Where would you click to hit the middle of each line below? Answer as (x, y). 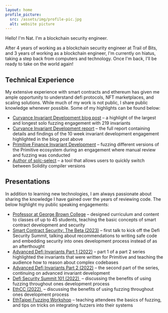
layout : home (19, 10)
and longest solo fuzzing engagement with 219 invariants (71, 123)
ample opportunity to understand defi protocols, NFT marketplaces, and (79, 97)
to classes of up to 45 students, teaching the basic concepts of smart (84, 219)
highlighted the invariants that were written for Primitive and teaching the (88, 257)
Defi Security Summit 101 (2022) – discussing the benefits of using (82, 278)
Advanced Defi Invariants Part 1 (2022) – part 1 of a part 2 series (79, 252)
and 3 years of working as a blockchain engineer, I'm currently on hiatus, (80, 53)
